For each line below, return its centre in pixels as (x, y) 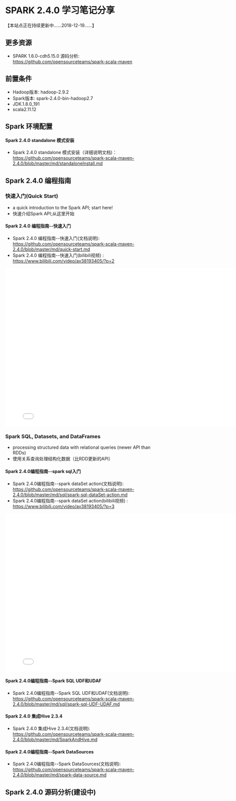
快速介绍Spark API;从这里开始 (43, 213)
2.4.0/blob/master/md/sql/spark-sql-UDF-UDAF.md (66, 704)
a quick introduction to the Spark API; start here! (63, 207)
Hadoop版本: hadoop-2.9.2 (41, 92)
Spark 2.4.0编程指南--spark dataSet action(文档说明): (68, 484)
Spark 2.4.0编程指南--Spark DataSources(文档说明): (67, 764)
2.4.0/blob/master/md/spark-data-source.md (60, 775)
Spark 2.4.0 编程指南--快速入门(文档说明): (56, 239)
